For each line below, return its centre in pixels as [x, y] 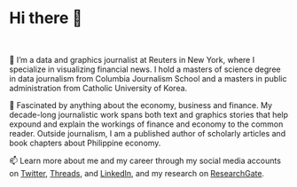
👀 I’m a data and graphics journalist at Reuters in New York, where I [132, 59]
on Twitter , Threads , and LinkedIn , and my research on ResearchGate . [137, 173]
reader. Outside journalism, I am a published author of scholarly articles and [148, 133]
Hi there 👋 [46, 18]
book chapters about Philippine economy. [85, 143]
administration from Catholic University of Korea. [98, 88]
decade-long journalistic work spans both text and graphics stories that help [149, 114]
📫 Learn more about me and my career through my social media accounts [145, 160]
